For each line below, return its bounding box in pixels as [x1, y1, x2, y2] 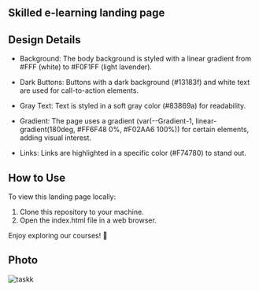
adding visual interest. [19, 133, 92, 142]
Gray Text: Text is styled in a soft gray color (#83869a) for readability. [19, 101, 246, 111]
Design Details [8, 33, 81, 46]
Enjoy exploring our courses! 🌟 [8, 231, 108, 241]
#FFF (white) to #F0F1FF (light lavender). [19, 62, 152, 72]
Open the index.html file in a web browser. [19, 215, 157, 225]
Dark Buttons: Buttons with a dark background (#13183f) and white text [19, 78, 250, 87]
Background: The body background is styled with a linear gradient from [19, 54, 252, 64]
